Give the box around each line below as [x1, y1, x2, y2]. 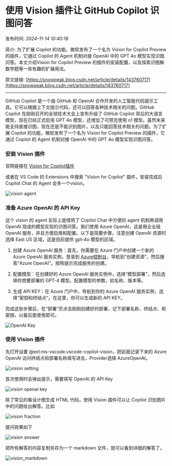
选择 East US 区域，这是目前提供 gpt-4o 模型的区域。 [5, 236, 118, 242]
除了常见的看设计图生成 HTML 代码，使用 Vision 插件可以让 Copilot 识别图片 [5, 396, 166, 403]
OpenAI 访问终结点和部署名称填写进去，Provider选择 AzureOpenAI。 [5, 355, 150, 361]
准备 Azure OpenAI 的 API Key [5, 204, 80, 211]
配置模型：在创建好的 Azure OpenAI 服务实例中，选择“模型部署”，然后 [12, 270, 161, 277]
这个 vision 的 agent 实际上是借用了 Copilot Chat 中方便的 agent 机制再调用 [5, 217, 163, 223]
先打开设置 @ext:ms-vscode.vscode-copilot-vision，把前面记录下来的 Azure [5, 348, 167, 355]
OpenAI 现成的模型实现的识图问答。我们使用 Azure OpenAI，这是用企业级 [5, 223, 161, 229]
